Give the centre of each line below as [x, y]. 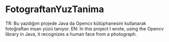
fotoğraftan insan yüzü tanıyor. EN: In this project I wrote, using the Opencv [84, 28]
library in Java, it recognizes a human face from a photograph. [71, 34]
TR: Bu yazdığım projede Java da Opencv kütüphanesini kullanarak [76, 23]
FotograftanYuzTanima [55, 9]
